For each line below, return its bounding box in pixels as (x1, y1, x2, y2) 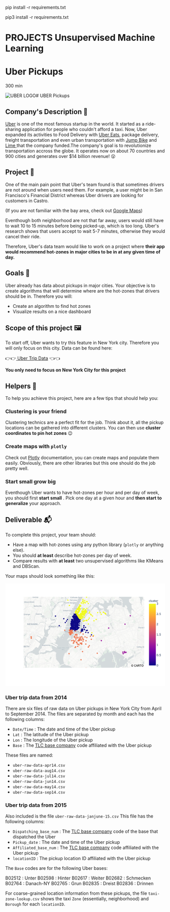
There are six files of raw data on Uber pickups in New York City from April (5, 706, 162, 712)
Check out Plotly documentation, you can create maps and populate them (5, 454, 159, 460)
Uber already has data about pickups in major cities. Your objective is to (5, 282, 156, 289)
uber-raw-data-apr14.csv (12, 763, 65, 768)
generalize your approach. (5, 500, 61, 507)
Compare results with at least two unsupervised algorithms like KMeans (12, 557, 163, 563)
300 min (5, 83, 23, 89)
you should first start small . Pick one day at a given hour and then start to (5, 495, 162, 501)
